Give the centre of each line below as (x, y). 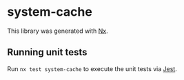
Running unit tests (47, 52)
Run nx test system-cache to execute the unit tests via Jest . (92, 68)
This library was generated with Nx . (58, 31)
